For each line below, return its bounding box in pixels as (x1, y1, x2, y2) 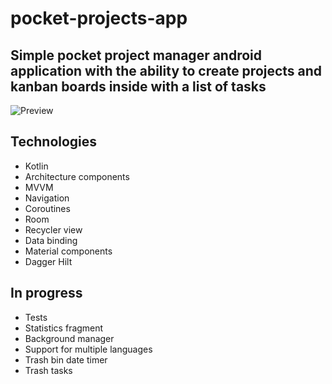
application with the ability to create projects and (10, 62, 323, 79)
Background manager (24, 332, 115, 344)
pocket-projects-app (10, 7, 188, 30)
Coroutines (24, 202, 71, 214)
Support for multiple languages (24, 343, 153, 355)
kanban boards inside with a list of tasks (10, 78, 267, 95)
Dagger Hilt (24, 255, 73, 267)
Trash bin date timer (24, 353, 108, 366)
